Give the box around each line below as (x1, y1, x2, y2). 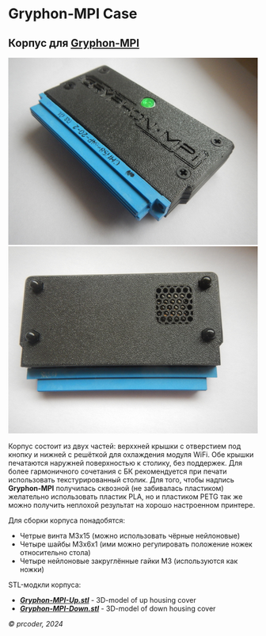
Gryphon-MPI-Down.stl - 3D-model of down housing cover (19, 604, 216, 613)
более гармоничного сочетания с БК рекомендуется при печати (8, 467, 227, 476)
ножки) (19, 565, 45, 574)
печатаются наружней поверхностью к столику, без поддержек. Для (8, 459, 243, 467)
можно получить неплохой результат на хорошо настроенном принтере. (8, 501, 256, 509)
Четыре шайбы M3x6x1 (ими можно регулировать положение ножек (19, 539, 253, 549)
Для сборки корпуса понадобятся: (8, 516, 125, 525)
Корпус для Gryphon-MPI (8, 36, 140, 50)
